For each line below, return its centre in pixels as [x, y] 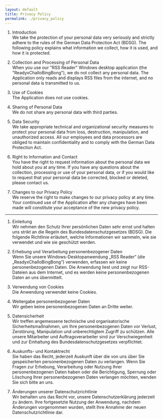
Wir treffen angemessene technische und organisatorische [71, 321]
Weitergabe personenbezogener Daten [51, 301]
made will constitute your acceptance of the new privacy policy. [76, 208]
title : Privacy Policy [28, 14]
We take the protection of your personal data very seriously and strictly [83, 37]
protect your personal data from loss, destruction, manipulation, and [80, 132]
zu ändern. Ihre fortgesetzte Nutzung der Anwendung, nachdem [76, 402]
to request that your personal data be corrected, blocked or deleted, [80, 177]
